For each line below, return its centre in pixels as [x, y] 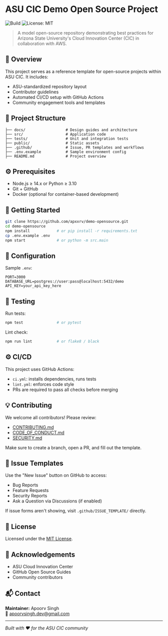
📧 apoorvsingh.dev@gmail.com [37, 613]
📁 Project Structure [35, 118]
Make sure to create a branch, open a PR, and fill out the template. [73, 447]
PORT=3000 [15, 277]
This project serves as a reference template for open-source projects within [83, 71]
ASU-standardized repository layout [49, 86]
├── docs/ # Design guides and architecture [71, 130]
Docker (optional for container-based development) [65, 194]
